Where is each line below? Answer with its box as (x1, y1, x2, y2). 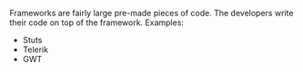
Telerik (22, 44, 48, 55)
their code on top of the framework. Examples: (9, 17, 185, 28)
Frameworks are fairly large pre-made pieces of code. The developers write (9, 8, 294, 18)
